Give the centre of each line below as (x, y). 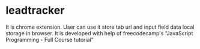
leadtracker (35, 10)
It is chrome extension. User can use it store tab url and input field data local (100, 27)
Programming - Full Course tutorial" (50, 39)
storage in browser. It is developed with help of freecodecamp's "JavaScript (99, 33)
